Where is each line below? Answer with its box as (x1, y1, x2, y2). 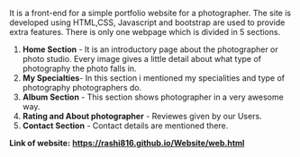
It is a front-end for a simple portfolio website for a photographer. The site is (9, 8, 291, 18)
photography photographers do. (22, 83, 142, 92)
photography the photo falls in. (22, 63, 137, 74)
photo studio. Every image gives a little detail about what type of (22, 54, 262, 64)
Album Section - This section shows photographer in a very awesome (22, 92, 284, 102)
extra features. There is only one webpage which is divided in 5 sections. (9, 27, 281, 37)
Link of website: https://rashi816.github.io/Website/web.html (9, 138, 245, 148)
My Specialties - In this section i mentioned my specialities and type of (22, 73, 286, 83)
